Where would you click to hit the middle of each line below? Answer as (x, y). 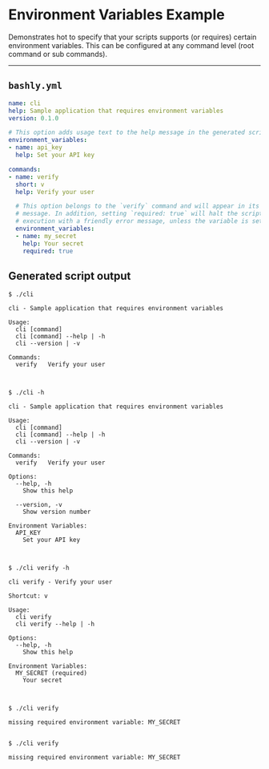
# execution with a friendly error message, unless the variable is (132, 221)
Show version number (57, 512)
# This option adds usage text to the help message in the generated (127, 133)
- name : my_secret (46, 236)
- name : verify (34, 177)
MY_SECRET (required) (52, 674)
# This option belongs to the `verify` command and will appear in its (138, 206)
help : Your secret (53, 243)
